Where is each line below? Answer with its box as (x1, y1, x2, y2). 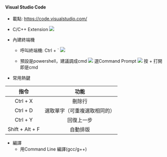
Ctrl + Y (15, 116, 33, 123)
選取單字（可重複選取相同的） (44, 107, 115, 114)
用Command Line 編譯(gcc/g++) (20, 146, 87, 152)
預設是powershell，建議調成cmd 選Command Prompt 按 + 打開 (20, 58, 162, 64)
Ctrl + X (15, 98, 33, 105)
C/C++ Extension (12, 27, 49, 33)
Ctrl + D (15, 107, 33, 114)
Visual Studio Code (5, 4, 46, 10)
